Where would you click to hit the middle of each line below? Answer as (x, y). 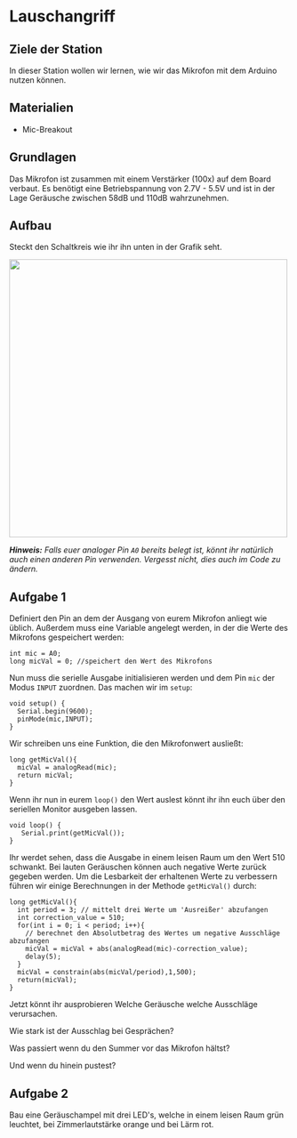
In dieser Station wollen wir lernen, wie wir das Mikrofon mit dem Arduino (143, 70)
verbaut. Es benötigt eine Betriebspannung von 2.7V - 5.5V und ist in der (142, 188)
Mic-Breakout (47, 129)
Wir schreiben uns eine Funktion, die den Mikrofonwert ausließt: (126, 744)
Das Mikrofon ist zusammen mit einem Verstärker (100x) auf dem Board (140, 179)
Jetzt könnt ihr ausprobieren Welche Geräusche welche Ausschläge (133, 1005)
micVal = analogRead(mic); (67, 768)
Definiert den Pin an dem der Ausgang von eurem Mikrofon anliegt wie (138, 618)
